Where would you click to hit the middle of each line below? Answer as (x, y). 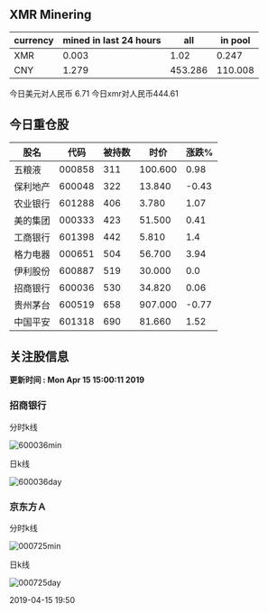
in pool (236, 40)
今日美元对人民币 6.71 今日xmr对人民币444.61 (94, 93)
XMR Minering (51, 15)
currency (34, 40)
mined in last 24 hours (112, 40)
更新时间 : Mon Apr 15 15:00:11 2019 (77, 380)
